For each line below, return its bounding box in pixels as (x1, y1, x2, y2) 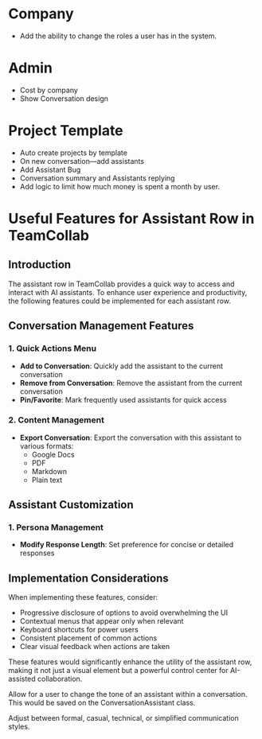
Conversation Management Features (8, 319, 194, 333)
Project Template (8, 122, 123, 140)
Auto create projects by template (19, 148, 127, 158)
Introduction (8, 258, 72, 271)
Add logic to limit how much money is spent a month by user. (19, 181, 221, 191)
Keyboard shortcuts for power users (19, 625, 139, 635)
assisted (8, 674, 36, 684)
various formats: (19, 441, 74, 450)
